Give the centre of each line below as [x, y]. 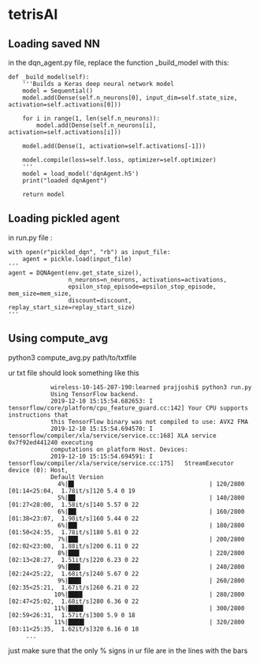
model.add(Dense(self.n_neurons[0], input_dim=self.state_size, [130, 98]
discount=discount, [100, 300]
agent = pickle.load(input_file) [77, 259]
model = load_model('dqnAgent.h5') [81, 174]
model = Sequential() [58, 91]
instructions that [38, 415]
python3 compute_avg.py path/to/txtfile [72, 358]
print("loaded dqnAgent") [65, 181]
